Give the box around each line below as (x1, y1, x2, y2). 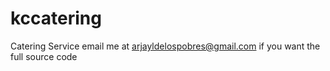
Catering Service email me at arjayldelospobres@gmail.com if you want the (10, 40, 321, 52)
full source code (10, 50, 78, 62)
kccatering (10, 7, 102, 30)
